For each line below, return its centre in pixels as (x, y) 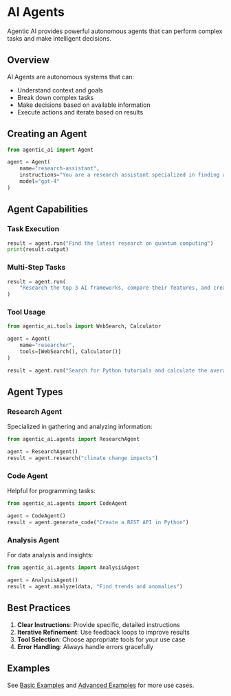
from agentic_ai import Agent (51, 150)
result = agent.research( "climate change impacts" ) (82, 458)
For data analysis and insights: (50, 555)
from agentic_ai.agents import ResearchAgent (73, 439)
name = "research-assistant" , (59, 169)
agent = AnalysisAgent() (43, 580)
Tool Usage (26, 312)
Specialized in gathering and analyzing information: (80, 427)
